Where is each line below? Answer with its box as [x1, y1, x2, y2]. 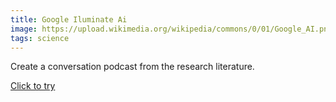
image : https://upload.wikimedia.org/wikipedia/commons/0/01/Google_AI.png [10, 24, 333, 34]
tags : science [10, 33, 70, 43]
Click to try [10, 80, 56, 92]
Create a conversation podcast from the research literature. [10, 61, 255, 73]
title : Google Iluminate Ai [10, 14, 128, 25]
